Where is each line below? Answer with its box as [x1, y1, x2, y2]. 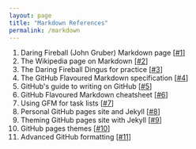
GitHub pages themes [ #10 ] [20, 124, 111, 133]
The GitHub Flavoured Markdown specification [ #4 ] [20, 73, 189, 83]
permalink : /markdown [9, 26, 81, 34]
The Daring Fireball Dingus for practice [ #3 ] [20, 65, 163, 74]
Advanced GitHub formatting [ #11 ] [20, 132, 131, 142]
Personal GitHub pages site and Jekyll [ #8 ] [20, 107, 160, 117]
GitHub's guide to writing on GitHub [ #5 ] [20, 82, 153, 91]
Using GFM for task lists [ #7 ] [20, 98, 114, 108]
